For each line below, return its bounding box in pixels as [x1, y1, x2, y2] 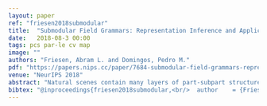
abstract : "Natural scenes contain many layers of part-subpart [8, 78, 226, 86]
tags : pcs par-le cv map [8, 41, 91, 49]
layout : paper [8, 11, 56, 20]
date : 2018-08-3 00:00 [8, 33, 91, 42]
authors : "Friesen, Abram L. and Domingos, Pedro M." [8, 57, 191, 65]
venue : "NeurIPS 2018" [8, 71, 83, 79]
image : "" [8, 49, 41, 57]
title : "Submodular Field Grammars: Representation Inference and [8, 26, 237, 34]
